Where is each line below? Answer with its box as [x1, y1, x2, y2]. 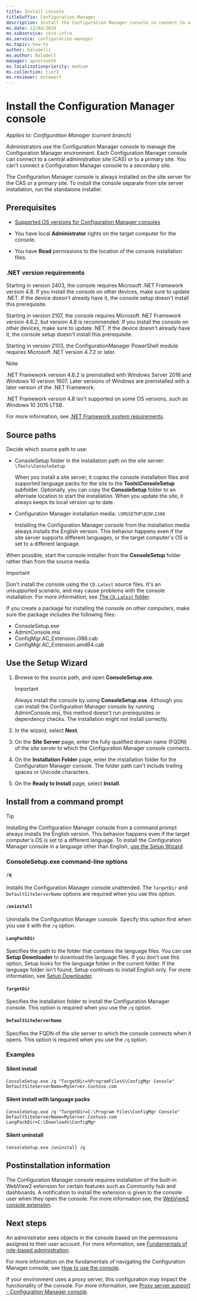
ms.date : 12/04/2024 [6, 25, 57, 31]
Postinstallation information [6, 1161, 111, 1171]
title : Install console [6, 8, 65, 15]
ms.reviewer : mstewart [6, 74, 62, 80]
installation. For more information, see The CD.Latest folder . [6, 593, 151, 600]
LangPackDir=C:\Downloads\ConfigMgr [6, 1119, 96, 1125]
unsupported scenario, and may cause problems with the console [6, 587, 165, 594]
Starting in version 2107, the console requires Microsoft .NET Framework [6, 312, 181, 319]
